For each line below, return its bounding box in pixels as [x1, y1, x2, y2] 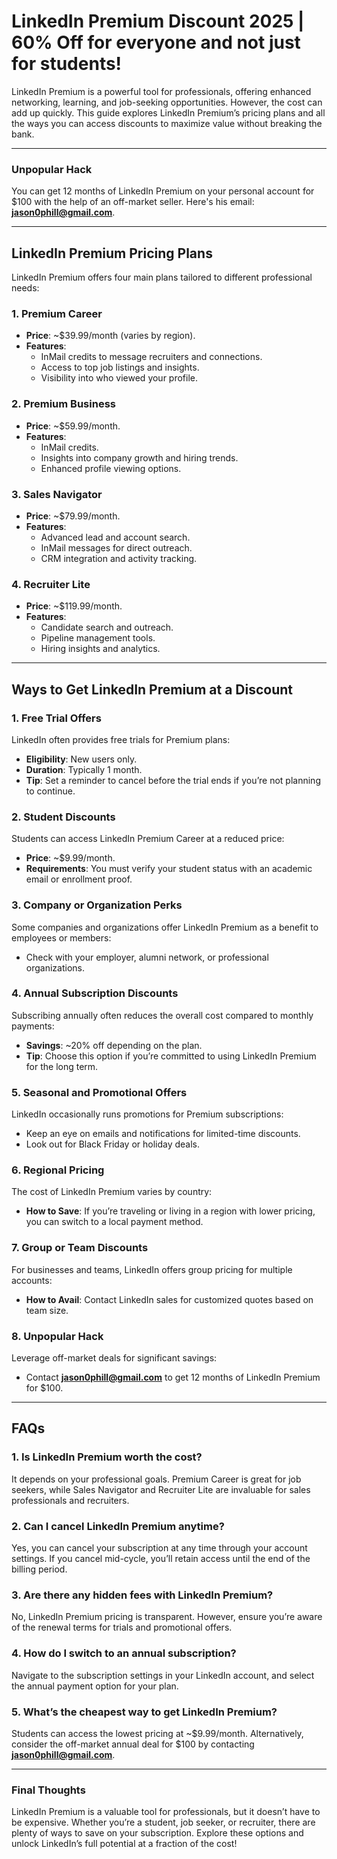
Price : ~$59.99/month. [25, 420, 121, 432]
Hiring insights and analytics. [40, 643, 161, 655]
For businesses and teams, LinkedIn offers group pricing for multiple [11, 1263, 293, 1275]
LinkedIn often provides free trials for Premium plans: [11, 733, 231, 745]
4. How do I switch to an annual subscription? [11, 1646, 237, 1660]
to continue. [25, 785, 76, 797]
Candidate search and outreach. [40, 621, 174, 634]
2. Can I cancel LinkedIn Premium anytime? [11, 1519, 225, 1533]
